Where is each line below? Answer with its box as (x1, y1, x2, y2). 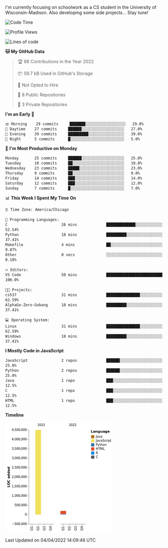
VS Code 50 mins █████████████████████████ (5, 272, 163, 278)
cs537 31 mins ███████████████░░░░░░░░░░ (5, 293, 163, 298)
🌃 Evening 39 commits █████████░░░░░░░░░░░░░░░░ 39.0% (5, 131, 142, 136)
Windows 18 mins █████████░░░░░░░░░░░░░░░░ (5, 334, 163, 339)
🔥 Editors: (5, 267, 29, 272)
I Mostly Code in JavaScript (5, 348, 64, 353)
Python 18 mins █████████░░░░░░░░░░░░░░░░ (5, 232, 163, 237)
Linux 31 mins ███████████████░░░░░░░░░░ (5, 324, 163, 329)
